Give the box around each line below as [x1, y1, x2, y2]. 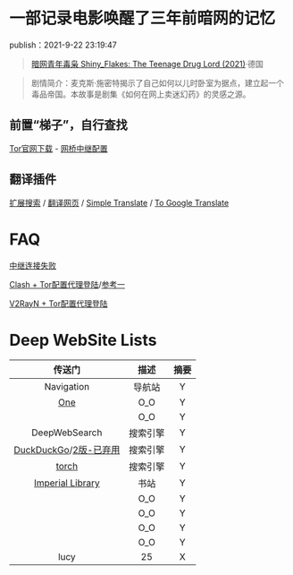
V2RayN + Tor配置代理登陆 [9, 297, 109, 309]
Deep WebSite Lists [9, 330, 157, 350]
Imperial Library [34, 476, 100, 489]
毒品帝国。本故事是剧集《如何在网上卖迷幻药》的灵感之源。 [30, 89, 251, 99]
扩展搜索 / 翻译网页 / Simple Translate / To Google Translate [9, 197, 230, 208]
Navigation [44, 381, 90, 393]
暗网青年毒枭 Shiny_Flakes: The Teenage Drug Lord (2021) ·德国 [30, 58, 264, 69]
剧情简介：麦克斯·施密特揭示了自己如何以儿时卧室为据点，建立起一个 [30, 77, 284, 88]
